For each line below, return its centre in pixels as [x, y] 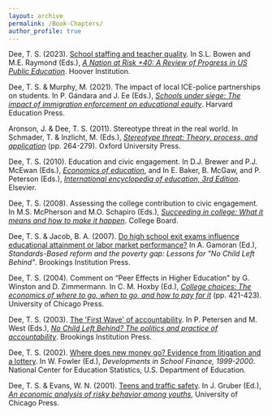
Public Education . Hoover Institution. [69, 71]
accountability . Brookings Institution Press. [80, 337]
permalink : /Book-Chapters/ [56, 24]
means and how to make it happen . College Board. [93, 221]
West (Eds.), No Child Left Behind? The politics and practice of [113, 328]
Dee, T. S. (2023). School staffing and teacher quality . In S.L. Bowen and [130, 54]
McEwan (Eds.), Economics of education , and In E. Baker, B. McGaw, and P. [135, 171]
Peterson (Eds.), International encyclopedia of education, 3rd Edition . [125, 179]
